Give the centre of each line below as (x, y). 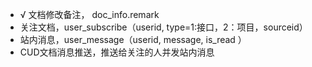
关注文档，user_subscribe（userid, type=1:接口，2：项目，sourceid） (163, 27)
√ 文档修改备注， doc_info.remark (89, 14)
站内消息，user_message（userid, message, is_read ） (133, 39)
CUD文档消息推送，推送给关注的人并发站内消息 (117, 52)
